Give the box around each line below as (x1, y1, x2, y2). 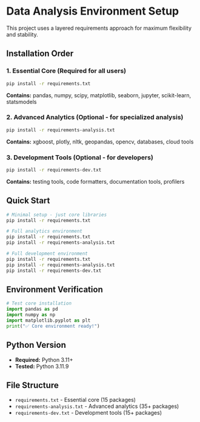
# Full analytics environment (6, 228, 83, 235)
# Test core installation (6, 300, 72, 306)
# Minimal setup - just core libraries (6, 212, 107, 218)
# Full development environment (6, 251, 88, 257)
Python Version (6, 340, 67, 350)
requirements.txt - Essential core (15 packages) (15, 396, 136, 404)
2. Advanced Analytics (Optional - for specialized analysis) (6, 113, 184, 122)
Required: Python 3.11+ (15, 356, 73, 363)
